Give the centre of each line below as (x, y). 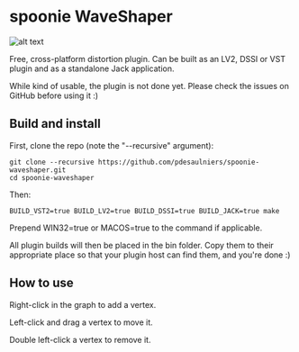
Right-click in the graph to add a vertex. (83, 304)
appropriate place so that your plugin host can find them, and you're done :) (150, 255)
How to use (41, 283)
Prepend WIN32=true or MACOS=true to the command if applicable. (136, 228)
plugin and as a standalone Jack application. (92, 68)
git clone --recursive (52, 162)
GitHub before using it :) (54, 95)
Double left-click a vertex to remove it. (80, 339)
